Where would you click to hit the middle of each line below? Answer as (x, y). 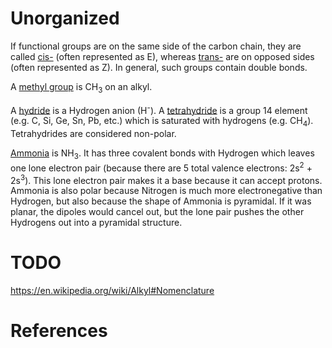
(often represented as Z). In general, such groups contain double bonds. (159, 67)
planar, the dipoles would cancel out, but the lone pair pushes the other (157, 212)
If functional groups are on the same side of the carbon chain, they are (156, 46)
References (59, 331)
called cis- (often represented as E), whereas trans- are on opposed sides (162, 56)
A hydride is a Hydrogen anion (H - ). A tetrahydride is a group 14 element (159, 109)
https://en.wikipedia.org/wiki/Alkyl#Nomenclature (112, 291)
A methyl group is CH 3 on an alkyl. (81, 87)
